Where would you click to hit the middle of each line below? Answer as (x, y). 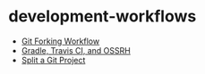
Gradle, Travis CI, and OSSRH (76, 50)
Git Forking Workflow (60, 41)
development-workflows (102, 16)
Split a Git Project (53, 60)
